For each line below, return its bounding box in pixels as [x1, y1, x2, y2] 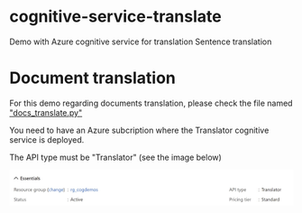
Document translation [9, 68, 176, 88]
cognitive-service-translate [9, 6, 223, 27]
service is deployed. [9, 134, 85, 145]
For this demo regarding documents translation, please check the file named [9, 97, 293, 108]
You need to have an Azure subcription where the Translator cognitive [9, 125, 270, 135]
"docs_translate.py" [9, 106, 83, 118]
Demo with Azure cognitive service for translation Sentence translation [9, 36, 272, 47]
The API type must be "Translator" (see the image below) [9, 152, 223, 162]
